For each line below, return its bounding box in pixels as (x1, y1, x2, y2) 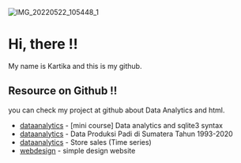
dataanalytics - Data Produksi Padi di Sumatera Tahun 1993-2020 (19, 129, 233, 138)
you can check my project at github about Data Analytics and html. (8, 105, 225, 115)
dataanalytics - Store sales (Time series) (19, 137, 152, 146)
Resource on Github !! (8, 84, 118, 98)
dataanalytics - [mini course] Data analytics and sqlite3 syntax (19, 120, 224, 130)
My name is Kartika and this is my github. (8, 61, 142, 70)
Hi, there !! (8, 36, 79, 53)
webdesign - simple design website (19, 146, 136, 155)
